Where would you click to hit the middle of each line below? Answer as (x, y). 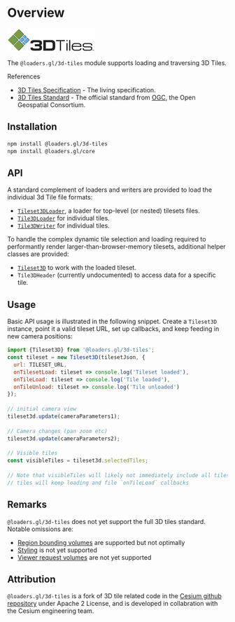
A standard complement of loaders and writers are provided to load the (109, 190)
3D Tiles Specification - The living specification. (86, 90)
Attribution (31, 579)
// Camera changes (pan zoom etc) (58, 431)
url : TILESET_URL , (41, 365)
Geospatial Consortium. (51, 105)
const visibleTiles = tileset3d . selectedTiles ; (78, 461)
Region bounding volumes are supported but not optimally (101, 542)
